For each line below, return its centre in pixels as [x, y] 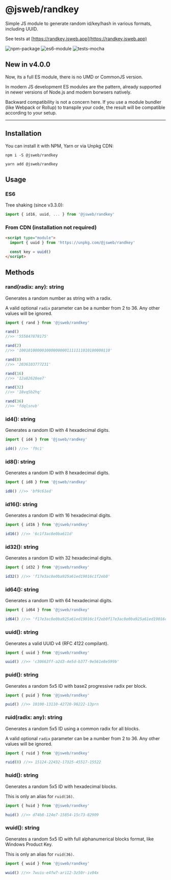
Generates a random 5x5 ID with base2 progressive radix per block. [76, 686]
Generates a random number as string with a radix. [59, 298]
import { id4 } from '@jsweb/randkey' [46, 439]
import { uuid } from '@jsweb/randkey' [48, 653]
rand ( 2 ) [13, 346]
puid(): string [22, 675]
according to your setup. [31, 112]
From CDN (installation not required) [51, 227]
